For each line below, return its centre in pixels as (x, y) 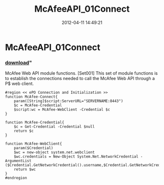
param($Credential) (34, 148)
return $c (24, 131)
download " (19, 62)
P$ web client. (20, 83)
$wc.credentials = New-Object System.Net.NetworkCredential (76, 157)
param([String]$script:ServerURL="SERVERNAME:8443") (69, 101)
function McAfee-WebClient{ (34, 144)
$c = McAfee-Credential (38, 105)
